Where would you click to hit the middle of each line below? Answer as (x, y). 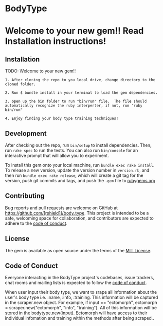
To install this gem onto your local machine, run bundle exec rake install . (80, 165)
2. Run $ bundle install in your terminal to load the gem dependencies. (81, 93)
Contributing (25, 196)
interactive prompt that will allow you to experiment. (57, 155)
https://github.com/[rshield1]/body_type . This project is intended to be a (77, 213)
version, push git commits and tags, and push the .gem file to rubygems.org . (81, 181)
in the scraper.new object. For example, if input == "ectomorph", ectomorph (81, 303)
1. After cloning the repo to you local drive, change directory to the (80, 80)
